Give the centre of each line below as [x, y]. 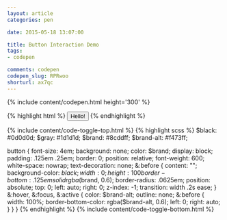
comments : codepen [33, 70]
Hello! [78, 116]
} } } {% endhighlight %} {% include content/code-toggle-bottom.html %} [110, 209]
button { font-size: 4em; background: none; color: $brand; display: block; [110, 151]
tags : [15, 51]
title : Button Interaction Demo [53, 45]
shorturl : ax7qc [30, 82]
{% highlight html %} [37, 115]
